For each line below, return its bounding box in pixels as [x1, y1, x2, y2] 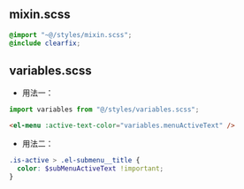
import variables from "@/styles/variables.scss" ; [9, 105, 200, 114]
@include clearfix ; [9, 39, 81, 48]
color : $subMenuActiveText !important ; [17, 164, 164, 173]
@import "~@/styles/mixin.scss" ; [9, 30, 133, 39]
